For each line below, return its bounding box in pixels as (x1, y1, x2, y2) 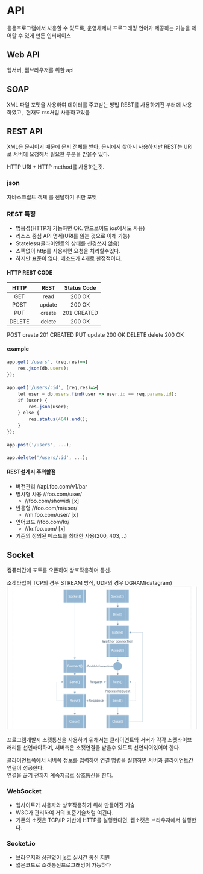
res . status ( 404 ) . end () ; (28, 416, 88, 422)
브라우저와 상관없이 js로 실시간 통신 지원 (15, 854, 110, 861)
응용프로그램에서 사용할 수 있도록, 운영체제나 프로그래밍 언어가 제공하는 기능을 (7, 24, 190, 31)
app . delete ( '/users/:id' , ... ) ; (7, 454, 88, 461)
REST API (7, 126, 43, 136)
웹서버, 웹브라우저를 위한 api (7, 66, 74, 73)
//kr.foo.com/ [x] (24, 525, 66, 532)
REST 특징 (7, 210, 36, 218)
